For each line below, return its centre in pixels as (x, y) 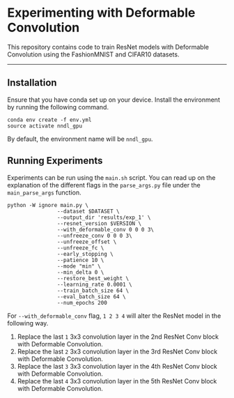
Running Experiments (55, 161)
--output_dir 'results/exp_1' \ (104, 217)
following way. (28, 323)
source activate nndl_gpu (45, 126)
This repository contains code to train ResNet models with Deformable (108, 47)
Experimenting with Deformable (101, 13)
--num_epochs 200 (82, 303)
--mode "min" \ (79, 266)
